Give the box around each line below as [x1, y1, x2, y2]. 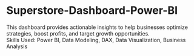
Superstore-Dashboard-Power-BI [6, 4, 178, 17]
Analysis [6, 43, 28, 50]
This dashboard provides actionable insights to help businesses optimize [6, 23, 188, 31]
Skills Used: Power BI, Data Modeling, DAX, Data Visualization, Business [6, 36, 186, 43]
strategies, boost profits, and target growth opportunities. [6, 30, 150, 37]
